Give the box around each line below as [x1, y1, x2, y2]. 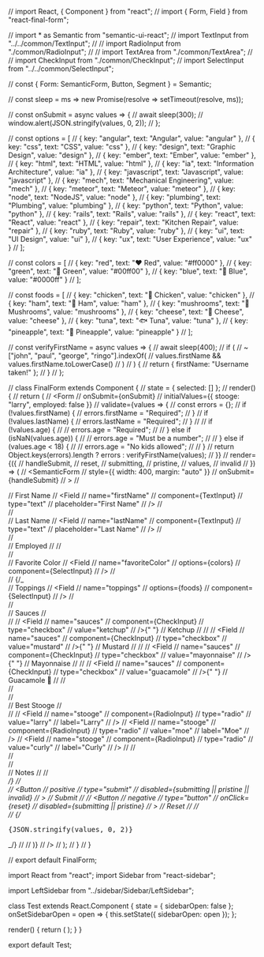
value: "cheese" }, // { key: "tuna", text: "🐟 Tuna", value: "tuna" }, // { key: [8, 316, 248, 325]
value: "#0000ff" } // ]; [8, 275, 81, 284]
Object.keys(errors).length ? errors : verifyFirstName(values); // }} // [8, 450, 229, 459]
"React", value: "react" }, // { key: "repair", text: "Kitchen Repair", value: [8, 217, 239, 227]
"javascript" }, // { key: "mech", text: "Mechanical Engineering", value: [8, 175, 234, 185]
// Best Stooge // [8, 701, 62, 710]
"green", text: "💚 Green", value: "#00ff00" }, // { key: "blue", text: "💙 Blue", [8, 266, 248, 276]
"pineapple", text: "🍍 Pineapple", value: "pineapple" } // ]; [8, 327, 193, 337]
